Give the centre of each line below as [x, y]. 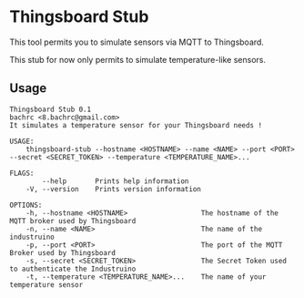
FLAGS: [22, 173]
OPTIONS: [26, 205]
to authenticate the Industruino [73, 269]
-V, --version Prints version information [114, 189]
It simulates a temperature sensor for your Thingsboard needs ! [136, 125]
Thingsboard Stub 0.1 [51, 109]
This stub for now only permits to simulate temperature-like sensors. [138, 59]
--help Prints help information [116, 181]
